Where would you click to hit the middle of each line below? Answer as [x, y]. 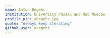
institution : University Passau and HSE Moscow [55, 14]
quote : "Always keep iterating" [38, 23]
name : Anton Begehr [25, 10]
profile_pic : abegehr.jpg [32, 19]
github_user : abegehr [27, 28]
